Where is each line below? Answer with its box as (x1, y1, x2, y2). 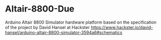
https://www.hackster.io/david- (91, 24, 153, 30)
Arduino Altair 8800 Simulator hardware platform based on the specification (5, 19, 157, 25)
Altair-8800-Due (5, 3, 75, 14)
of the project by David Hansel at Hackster (5, 24, 90, 30)
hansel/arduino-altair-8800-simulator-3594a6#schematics (5, 29, 123, 35)
